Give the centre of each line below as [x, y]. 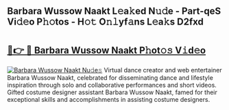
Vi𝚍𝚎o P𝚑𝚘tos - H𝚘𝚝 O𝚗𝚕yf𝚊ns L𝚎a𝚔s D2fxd [106, 22]
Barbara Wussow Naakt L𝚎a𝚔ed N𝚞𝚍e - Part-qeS [114, 11]
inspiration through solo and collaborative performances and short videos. [112, 85]
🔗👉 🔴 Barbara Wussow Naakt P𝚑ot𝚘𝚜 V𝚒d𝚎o [107, 50]
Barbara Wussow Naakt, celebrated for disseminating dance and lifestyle [110, 78]
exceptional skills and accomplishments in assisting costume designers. [109, 99]
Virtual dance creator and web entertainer [163, 70]
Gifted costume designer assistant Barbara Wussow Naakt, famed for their [112, 92]
